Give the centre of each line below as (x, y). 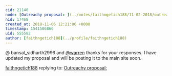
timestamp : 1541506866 (29, 29)
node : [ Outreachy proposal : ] (38, 15)
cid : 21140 (17, 10)
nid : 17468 (17, 19)
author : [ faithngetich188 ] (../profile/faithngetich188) (66, 39)
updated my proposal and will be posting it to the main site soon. (73, 58)
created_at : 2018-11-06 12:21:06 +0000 (48, 24)
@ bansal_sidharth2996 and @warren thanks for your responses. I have (81, 52)
